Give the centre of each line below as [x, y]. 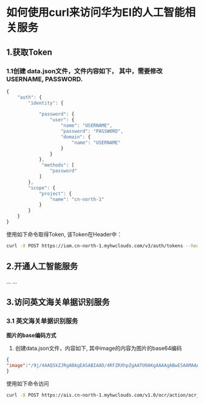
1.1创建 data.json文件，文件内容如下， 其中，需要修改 [84, 71]
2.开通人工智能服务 [42, 267]
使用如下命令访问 [28, 383]
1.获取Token [29, 52]
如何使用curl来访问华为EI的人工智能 [96, 12]
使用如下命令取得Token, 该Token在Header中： [64, 234]
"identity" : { [46, 103]
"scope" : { [42, 188]
